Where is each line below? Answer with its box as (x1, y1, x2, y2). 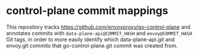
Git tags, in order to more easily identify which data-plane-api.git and (6, 36, 175, 43)
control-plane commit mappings (6, 4, 168, 18)
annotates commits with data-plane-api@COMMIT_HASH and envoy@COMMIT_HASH (6, 29, 193, 36)
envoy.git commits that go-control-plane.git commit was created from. (6, 42, 178, 49)
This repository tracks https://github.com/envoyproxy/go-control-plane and (6, 23, 191, 30)
